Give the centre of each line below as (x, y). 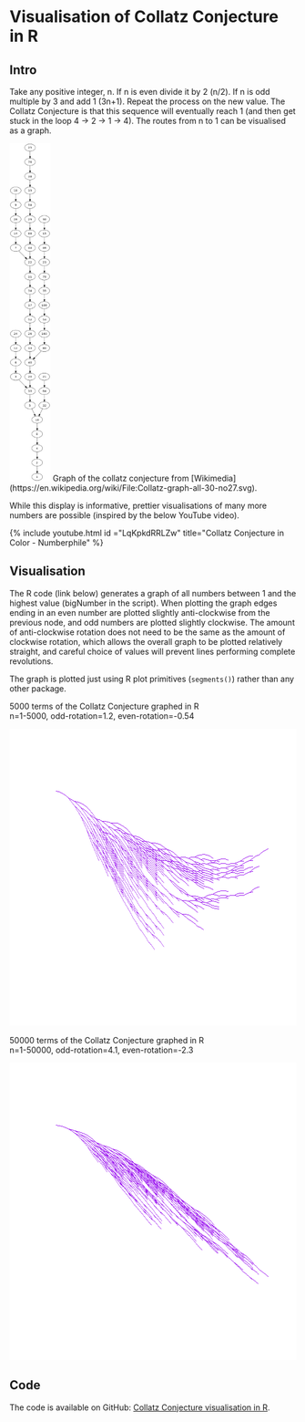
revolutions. (31, 661)
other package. (38, 688)
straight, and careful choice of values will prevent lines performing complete (152, 651)
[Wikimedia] (213, 478)
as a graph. (30, 130)
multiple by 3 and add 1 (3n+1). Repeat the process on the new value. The (147, 101)
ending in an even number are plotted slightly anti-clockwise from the (140, 612)
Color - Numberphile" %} (57, 543)
